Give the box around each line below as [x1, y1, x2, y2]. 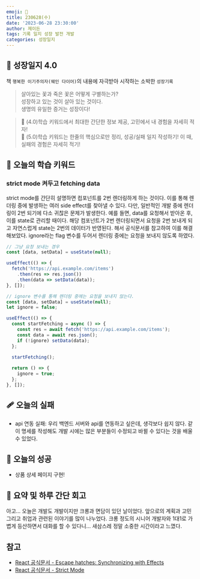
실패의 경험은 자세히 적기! [20, 141, 81, 148]
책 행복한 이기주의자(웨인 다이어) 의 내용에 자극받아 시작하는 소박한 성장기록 [6, 77, 174, 85]
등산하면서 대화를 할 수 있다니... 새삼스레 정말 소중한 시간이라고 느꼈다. [17, 523, 182, 530]
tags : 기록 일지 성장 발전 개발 [6, 31, 75, 37]
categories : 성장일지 [6, 37, 55, 43]
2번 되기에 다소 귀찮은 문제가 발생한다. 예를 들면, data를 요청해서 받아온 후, [17, 209, 193, 216]
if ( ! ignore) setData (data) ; [17, 338, 90, 344]
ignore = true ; [17, 371, 55, 377]
